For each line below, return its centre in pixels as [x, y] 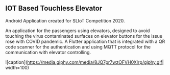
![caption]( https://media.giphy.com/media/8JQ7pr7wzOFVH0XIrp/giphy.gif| [85, 62]
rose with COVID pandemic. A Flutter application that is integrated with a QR [85, 41]
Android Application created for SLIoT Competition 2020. [65, 20]
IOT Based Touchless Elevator [54, 8]
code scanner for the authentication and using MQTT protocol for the [78, 47]
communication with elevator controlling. [48, 52]
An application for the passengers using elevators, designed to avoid [78, 31]
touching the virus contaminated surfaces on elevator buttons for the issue [84, 36]
